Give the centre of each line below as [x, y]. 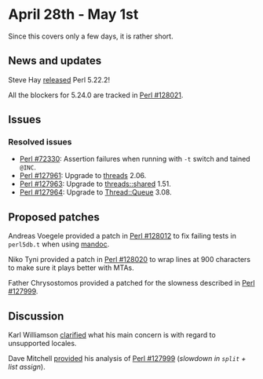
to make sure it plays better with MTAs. [71, 268]
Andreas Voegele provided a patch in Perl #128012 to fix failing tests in [122, 236]
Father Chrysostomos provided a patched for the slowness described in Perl [131, 283]
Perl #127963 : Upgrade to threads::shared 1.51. [95, 184]
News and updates [55, 61]
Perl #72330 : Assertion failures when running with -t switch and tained [135, 159]
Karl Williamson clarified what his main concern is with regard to [112, 335]
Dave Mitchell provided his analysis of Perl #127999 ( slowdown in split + [127, 359]
